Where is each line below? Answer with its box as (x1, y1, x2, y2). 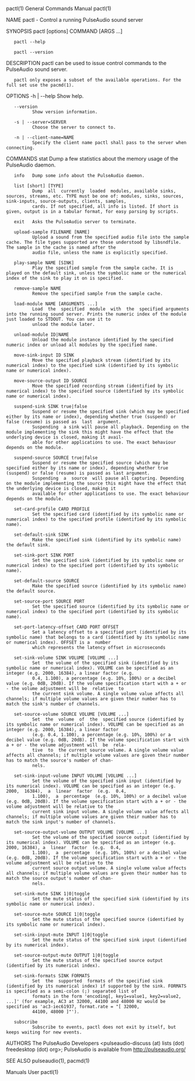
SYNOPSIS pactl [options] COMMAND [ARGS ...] (6, 28, 123, 35)
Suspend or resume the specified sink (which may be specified (32, 409, 190, 414)
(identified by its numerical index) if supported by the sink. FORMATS (6, 983, 187, 989)
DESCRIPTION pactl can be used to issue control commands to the (6, 60, 167, 66)
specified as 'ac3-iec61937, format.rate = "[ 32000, (6, 1004, 140, 1009)
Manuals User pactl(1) (6, 1069, 59, 1075)
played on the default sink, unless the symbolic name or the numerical (6, 270, 187, 276)
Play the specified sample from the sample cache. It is (32, 265, 174, 271)
